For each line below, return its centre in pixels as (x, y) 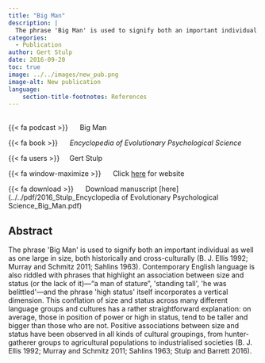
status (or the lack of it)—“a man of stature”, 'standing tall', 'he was (117, 284)
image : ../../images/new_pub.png (63, 75)
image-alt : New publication (55, 82)
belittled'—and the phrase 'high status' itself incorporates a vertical (118, 292)
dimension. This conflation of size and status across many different (118, 300)
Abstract (31, 231)
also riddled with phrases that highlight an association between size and (126, 275)
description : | (33, 23)
